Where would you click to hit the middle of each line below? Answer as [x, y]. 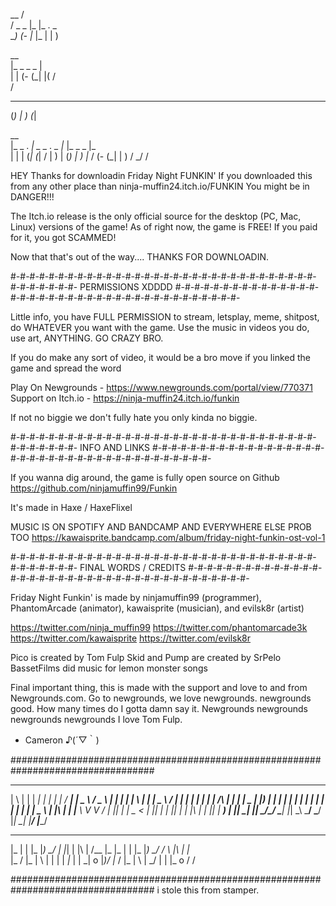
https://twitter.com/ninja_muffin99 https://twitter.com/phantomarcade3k [159, 627]
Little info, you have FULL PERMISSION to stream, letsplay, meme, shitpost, [165, 317]
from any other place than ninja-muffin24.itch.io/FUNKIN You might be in [160, 186]
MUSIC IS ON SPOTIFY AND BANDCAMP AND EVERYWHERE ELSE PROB [161, 527]
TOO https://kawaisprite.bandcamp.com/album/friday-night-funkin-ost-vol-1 [168, 537]
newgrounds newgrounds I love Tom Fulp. [96, 719]
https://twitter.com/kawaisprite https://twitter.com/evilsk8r [131, 638]
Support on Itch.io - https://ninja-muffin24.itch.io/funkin [125, 398]
